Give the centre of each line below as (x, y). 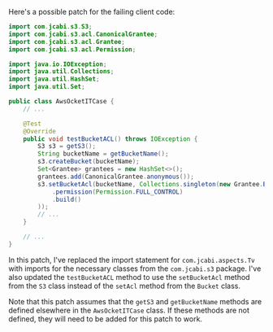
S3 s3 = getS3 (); (67, 146)
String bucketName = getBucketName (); (103, 154)
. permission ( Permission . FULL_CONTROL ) (117, 192)
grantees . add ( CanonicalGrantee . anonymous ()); (116, 177)
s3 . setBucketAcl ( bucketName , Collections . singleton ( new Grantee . (151, 184)
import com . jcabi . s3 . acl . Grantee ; (67, 41)
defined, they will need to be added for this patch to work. (106, 319)
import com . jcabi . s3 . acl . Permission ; (72, 49)
